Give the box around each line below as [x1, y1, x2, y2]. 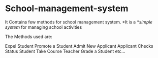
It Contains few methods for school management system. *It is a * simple [5, 19, 153, 25]
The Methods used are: [5, 34, 53, 39]
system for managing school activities [5, 24, 82, 30]
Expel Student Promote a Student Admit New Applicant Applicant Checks [5, 43, 154, 49]
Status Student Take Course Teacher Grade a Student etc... [5, 48, 126, 54]
